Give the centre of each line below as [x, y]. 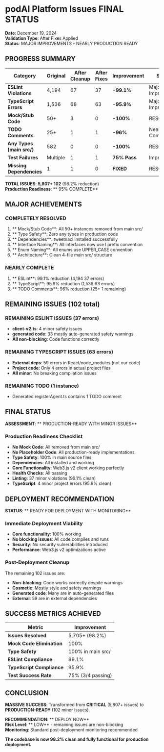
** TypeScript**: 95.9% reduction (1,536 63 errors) [63, 283]
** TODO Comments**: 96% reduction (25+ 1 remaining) [69, 289]
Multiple [56, 157]
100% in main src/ [89, 652]
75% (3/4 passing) [90, 676]
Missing [17, 165]
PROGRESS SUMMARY [40, 59]
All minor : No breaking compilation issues [54, 373]
